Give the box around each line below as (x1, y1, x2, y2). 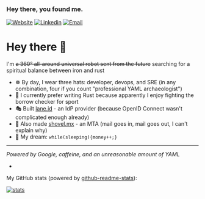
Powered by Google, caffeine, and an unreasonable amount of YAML (6, 151, 180, 158)
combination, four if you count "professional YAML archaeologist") (15, 85, 183, 93)
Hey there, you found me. (6, 5, 84, 13)
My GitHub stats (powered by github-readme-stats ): (6, 175, 137, 182)
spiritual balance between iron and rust (6, 67, 105, 74)
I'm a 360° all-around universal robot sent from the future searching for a (6, 60, 190, 68)
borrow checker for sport (15, 98, 79, 106)
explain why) (15, 127, 48, 134)
